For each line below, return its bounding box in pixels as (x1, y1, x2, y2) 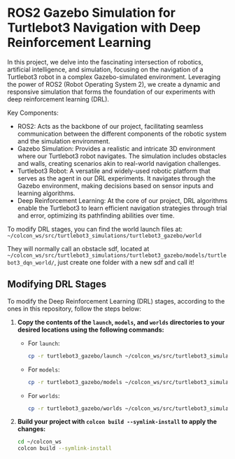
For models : (27, 365, 60, 374)
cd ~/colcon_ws (17, 439, 62, 446)
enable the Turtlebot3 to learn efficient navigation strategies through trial (17, 204, 227, 212)
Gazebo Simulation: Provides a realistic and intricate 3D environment (17, 144, 215, 153)
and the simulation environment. (17, 136, 111, 145)
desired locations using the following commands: (17, 325, 164, 334)
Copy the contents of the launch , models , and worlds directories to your (17, 318, 225, 326)
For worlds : (27, 391, 60, 400)
